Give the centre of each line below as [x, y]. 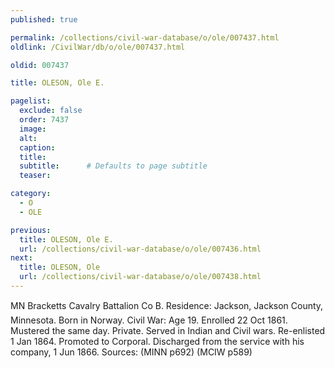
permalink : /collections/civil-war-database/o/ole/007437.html [145, 37]
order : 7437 [44, 120]
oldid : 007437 [40, 65]
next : [21, 258]
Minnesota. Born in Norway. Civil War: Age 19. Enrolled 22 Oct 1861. [149, 320]
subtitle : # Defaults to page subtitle [113, 166]
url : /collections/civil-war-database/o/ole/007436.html [140, 249]
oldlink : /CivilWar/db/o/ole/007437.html [98, 47]
